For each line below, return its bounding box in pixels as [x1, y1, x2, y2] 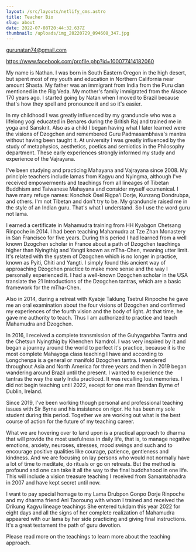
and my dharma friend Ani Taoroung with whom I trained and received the [6, 497, 184, 504]
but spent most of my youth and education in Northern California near [6, 76, 174, 83]
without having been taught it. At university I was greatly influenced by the [6, 137, 185, 144]
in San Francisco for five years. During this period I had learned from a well [6, 234, 187, 241]
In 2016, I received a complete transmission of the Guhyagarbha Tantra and [6, 332, 187, 339]
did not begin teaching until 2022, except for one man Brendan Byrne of [6, 382, 180, 389]
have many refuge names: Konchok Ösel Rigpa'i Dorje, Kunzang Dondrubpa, [6, 192, 190, 199]
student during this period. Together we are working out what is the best [6, 412, 181, 419]
